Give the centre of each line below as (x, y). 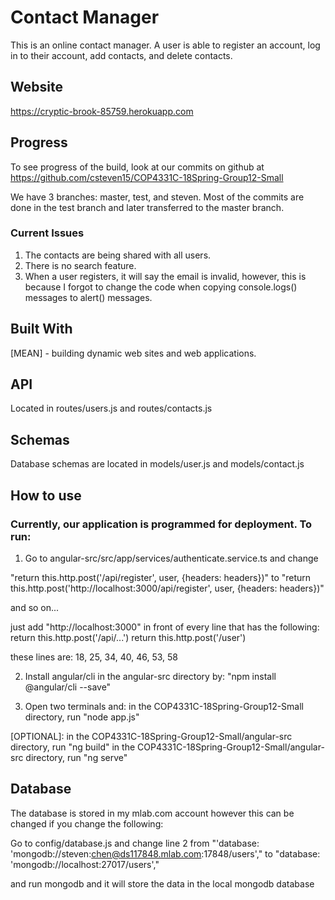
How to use (46, 495)
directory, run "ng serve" (76, 757)
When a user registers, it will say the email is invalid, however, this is (165, 276)
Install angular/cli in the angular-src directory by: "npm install (150, 676)
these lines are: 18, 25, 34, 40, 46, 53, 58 (94, 657)
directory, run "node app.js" (82, 717)
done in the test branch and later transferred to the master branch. (147, 207)
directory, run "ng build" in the (73, 747)
